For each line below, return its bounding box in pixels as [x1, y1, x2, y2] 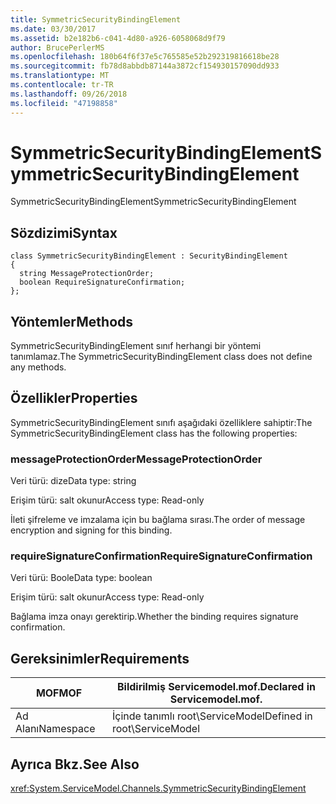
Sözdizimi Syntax [10, 224, 118, 241]
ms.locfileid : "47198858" [10, 98, 118, 108]
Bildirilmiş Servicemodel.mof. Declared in [117, 680, 316, 694]
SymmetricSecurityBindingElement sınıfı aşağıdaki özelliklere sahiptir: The [10, 416, 313, 428]
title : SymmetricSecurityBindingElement [10, 14, 182, 25]
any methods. [10, 361, 67, 373]
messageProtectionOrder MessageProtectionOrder [10, 452, 263, 466]
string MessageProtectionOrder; [19, 269, 155, 279]
